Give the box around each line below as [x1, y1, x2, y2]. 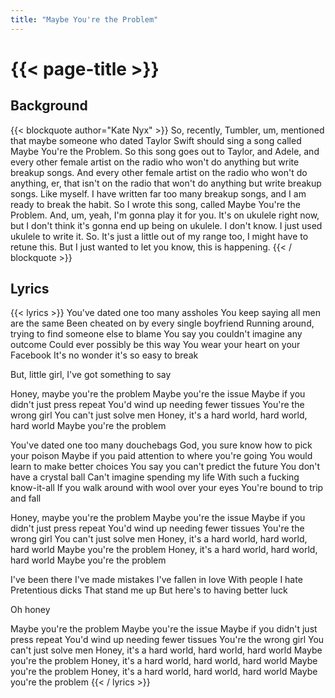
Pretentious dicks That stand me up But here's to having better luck [10, 584, 288, 596]
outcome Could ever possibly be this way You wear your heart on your [10, 339, 301, 351]
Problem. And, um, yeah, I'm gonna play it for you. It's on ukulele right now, [10, 209, 320, 221]
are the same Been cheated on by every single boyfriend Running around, [10, 317, 315, 330]
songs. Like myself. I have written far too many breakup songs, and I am [10, 187, 307, 200]
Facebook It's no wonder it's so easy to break [10, 349, 199, 361]
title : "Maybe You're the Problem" [10, 14, 159, 25]
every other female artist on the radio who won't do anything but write [10, 156, 300, 168]
